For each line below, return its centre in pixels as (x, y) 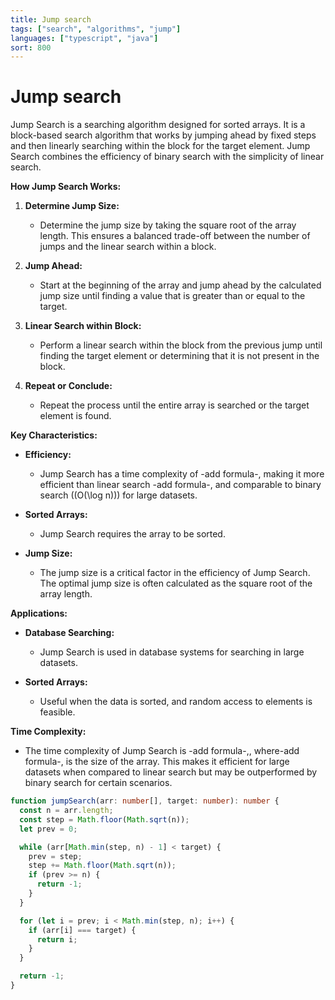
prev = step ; (55, 856)
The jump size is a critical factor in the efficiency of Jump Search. (175, 573)
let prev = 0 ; (48, 829)
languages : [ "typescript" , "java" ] (84, 38)
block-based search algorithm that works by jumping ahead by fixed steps (163, 135)
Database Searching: (69, 633)
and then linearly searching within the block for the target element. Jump (160, 146)
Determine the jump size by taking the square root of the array (168, 225)
